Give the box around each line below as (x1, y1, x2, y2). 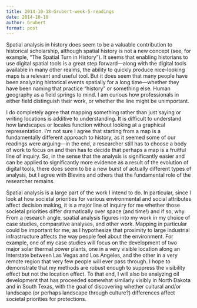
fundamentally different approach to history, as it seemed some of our (6, 134, 176, 141)
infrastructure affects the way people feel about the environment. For (6, 233, 173, 240)
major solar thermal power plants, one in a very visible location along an (6, 246, 181, 253)
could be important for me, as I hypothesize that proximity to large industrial (6, 227, 190, 234)
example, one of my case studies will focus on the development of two (6, 239, 178, 246)
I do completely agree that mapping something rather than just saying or (6, 109, 181, 116)
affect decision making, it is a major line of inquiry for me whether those (6, 201, 181, 209)
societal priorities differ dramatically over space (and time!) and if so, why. (6, 208, 186, 215)
